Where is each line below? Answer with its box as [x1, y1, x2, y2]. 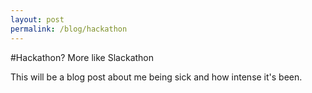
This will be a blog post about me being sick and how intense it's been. [10, 71, 303, 83]
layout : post [10, 14, 65, 25]
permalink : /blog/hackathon [10, 24, 128, 34]
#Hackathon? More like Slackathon [10, 51, 155, 63]
